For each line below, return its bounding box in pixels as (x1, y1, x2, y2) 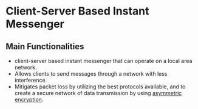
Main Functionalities (5, 41, 84, 51)
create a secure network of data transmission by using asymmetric (14, 90, 182, 96)
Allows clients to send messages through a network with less (14, 70, 168, 77)
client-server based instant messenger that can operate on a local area (14, 58, 193, 64)
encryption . (14, 96, 44, 103)
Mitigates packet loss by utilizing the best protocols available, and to (14, 83, 186, 90)
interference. (14, 77, 47, 84)
